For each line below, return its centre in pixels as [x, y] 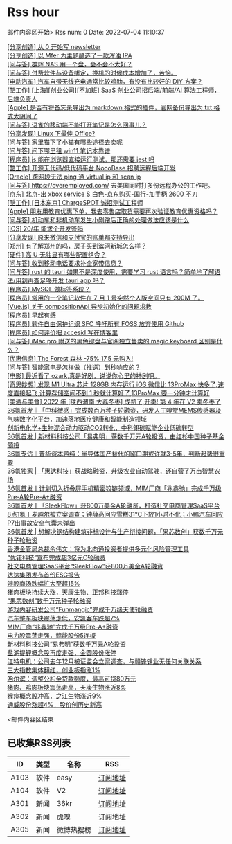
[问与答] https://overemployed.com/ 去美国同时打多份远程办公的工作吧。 [111, 185]
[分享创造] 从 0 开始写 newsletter [54, 46]
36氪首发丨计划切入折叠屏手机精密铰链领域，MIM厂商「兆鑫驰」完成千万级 [114, 488]
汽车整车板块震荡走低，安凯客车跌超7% [63, 618]
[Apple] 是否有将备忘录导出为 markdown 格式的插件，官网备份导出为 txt [110, 107]
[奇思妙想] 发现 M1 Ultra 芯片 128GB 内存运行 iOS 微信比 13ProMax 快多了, [113, 384]
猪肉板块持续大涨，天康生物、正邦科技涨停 [68, 592]
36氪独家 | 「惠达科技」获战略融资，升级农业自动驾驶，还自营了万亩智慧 [111, 471]
